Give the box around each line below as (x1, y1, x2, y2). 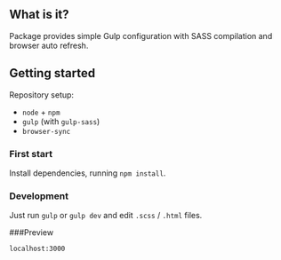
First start (9, 147, 53, 160)
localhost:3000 (9, 244, 66, 254)
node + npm (21, 106, 60, 117)
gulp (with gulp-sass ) (21, 115, 100, 127)
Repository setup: (9, 89, 74, 100)
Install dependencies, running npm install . (9, 168, 166, 178)
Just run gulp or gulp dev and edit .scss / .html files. (9, 210, 203, 221)
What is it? (9, 7, 69, 22)
